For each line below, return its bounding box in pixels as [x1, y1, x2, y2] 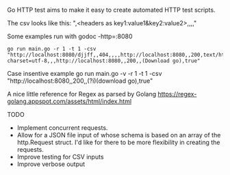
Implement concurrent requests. [16, 124, 108, 132]
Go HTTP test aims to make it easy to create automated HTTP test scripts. [7, 6, 216, 14]
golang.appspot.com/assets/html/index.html [7, 97, 132, 105]
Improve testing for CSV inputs [16, 153, 104, 161]
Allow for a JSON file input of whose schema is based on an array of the [16, 131, 221, 139]
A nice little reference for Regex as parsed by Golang [7, 90, 156, 98]
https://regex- [157, 90, 197, 98]
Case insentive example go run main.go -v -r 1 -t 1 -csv [7, 70, 162, 77]
